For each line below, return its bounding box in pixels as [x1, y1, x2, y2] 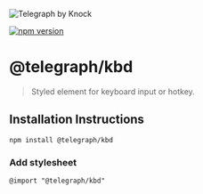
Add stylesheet [9, 156, 77, 168]
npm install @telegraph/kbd [9, 135, 114, 144]
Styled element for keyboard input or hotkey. [30, 85, 196, 97]
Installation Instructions [9, 112, 145, 127]
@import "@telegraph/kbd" [9, 176, 105, 186]
